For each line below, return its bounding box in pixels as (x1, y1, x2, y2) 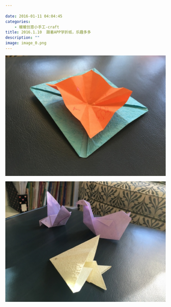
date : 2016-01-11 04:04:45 (5, 13, 63, 19)
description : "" (5, 35, 40, 40)
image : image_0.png (5, 41, 47, 46)
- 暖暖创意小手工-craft (14, 24, 60, 30)
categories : (5, 19, 31, 24)
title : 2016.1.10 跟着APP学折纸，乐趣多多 (5, 30, 92, 35)
